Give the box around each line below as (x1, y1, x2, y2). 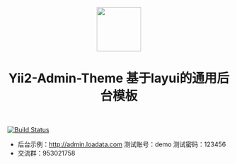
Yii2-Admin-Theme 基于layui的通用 (8, 71, 217, 86)
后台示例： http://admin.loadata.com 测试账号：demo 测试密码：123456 (17, 140, 226, 148)
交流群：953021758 (17, 148, 76, 157)
